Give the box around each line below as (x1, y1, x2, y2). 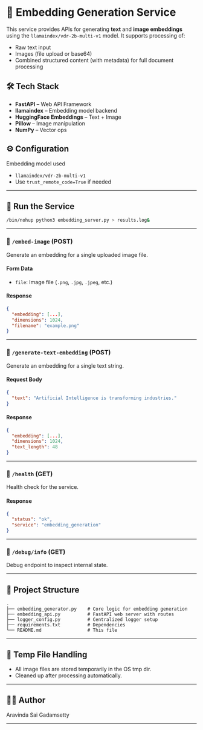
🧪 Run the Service (6, 201, 75, 211)
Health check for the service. (6, 483, 79, 491)
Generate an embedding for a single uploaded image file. (6, 251, 148, 258)
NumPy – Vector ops (14, 126, 67, 133)
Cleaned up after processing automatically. (14, 672, 123, 679)
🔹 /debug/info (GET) (6, 548, 66, 556)
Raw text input (14, 44, 51, 51)
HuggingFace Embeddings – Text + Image (14, 113, 122, 121)
